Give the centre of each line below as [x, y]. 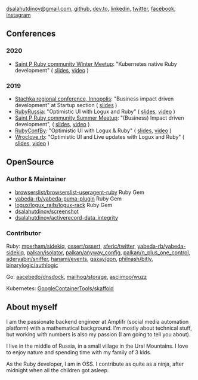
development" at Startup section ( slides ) [66, 105]
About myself [32, 307]
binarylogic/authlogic [32, 265]
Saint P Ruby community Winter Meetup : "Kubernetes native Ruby [96, 64]
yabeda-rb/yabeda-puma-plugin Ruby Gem [68, 198]
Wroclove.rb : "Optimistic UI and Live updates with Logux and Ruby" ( [100, 136]
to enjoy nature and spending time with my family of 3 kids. [79, 352]
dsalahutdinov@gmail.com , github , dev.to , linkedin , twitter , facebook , [91, 9]
